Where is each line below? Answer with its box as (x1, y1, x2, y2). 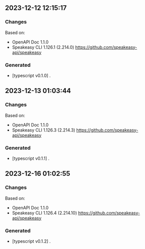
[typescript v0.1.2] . (12, 238, 51, 244)
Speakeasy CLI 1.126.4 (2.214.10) (12, 210, 77, 216)
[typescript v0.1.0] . (12, 73, 51, 78)
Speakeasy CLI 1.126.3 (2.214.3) (12, 127, 76, 133)
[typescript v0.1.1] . (12, 155, 50, 161)
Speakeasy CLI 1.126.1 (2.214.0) (12, 44, 74, 50)
